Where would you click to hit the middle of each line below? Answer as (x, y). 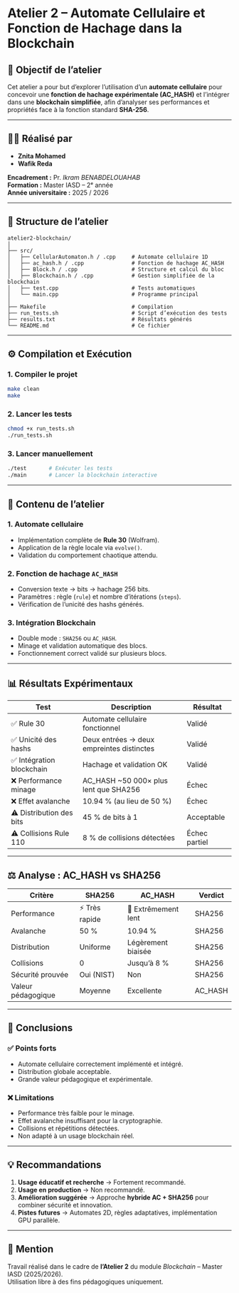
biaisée (139, 952)
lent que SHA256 (112, 790)
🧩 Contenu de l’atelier (56, 504)
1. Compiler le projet (43, 374)
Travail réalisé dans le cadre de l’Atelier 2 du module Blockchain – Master (115, 1266)
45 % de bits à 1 (110, 817)
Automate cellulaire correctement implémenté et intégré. (100, 1064)
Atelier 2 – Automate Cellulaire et (106, 13)
